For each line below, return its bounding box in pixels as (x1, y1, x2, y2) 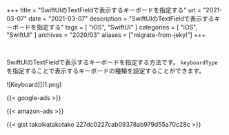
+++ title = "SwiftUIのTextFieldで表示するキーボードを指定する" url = (6, 6, 201, 14)
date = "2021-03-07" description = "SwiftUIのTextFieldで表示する (28, 14, 215, 23)
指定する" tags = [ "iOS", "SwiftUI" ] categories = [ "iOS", (36, 23, 198, 31)
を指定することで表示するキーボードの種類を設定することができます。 (6, 67, 206, 75)
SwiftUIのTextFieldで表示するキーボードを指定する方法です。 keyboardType (6, 58, 218, 66)
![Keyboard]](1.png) (6, 81, 62, 88)
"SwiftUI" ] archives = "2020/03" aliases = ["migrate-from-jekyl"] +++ (6, 31, 206, 39)
